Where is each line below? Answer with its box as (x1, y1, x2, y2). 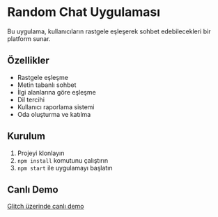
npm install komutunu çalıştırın (17, 156, 109, 164)
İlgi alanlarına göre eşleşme (17, 88, 96, 96)
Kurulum (7, 130, 46, 143)
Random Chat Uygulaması (7, 4, 161, 20)
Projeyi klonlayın (17, 149, 65, 157)
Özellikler (7, 55, 50, 67)
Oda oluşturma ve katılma (17, 110, 91, 118)
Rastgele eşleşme (17, 73, 68, 81)
